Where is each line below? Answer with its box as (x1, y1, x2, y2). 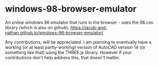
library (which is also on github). (5, 24, 70, 30)
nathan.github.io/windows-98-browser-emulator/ (5, 30, 104, 35)
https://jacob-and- (70, 24, 108, 30)
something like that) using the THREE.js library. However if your (5, 49, 132, 55)
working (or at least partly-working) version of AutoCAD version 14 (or (5, 44, 146, 50)
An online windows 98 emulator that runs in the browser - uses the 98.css (5, 19, 153, 25)
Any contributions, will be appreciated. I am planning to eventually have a (5, 39, 152, 45)
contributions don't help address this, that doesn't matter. (5, 54, 121, 60)
